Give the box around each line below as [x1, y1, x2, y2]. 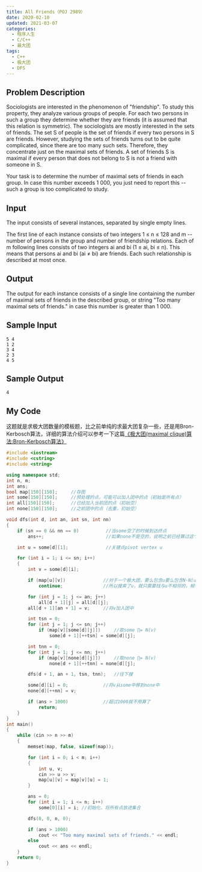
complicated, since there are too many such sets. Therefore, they [6, 142, 168, 149]
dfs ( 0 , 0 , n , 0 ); [28, 815, 71, 821]
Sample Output [6, 374, 64, 384]
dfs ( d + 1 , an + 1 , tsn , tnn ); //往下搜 [28, 671, 133, 678]
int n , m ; [6, 477, 31, 483]
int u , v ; [38, 766, 63, 772]
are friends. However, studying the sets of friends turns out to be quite [6, 135, 181, 142]
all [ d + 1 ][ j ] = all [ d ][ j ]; [38, 599, 109, 605]
